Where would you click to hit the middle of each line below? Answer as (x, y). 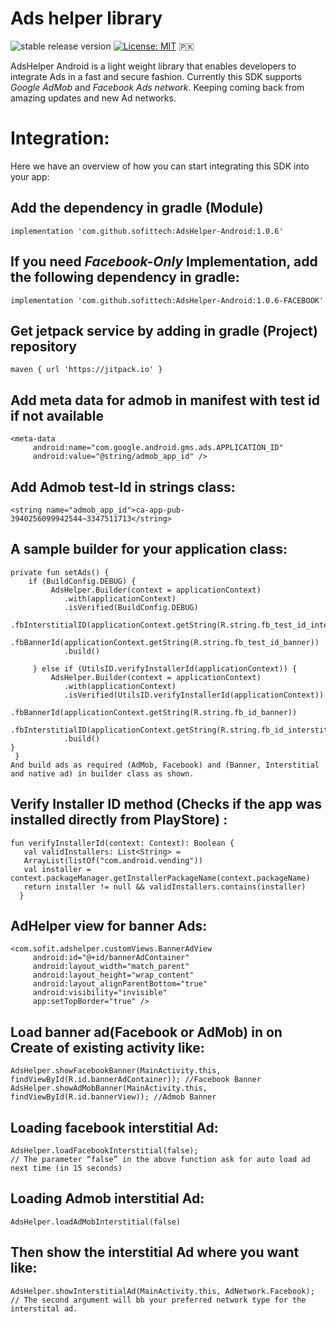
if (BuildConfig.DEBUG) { (82, 581)
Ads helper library (86, 18)
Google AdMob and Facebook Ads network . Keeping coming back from (157, 87)
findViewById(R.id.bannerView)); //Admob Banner (113, 1097)
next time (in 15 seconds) (66, 1168)
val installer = (57, 869)
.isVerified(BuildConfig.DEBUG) (131, 607)
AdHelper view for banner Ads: (109, 925)
